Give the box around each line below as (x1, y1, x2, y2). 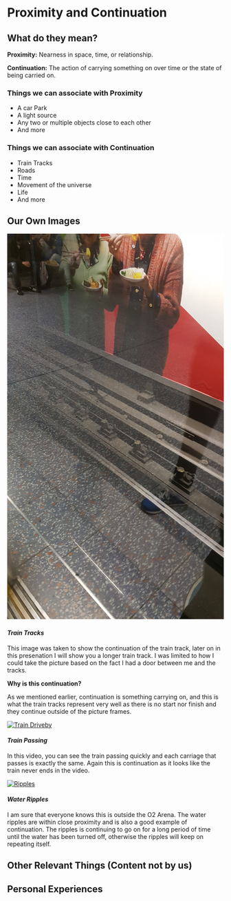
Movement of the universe (16, 180, 92, 189)
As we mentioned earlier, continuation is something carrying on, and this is (7, 692, 219, 701)
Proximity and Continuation (7, 5, 167, 21)
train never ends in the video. (7, 766, 90, 774)
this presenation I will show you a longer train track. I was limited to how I (7, 651, 214, 659)
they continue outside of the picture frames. (7, 707, 132, 715)
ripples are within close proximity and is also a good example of (7, 818, 188, 827)
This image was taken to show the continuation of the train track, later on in (7, 644, 221, 652)
